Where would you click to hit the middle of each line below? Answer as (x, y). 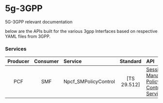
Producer (18, 61)
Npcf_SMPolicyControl (90, 82)
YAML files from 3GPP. (28, 36)
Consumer (46, 61)
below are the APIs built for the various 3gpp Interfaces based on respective (81, 31)
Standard (130, 61)
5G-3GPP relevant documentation (39, 22)
